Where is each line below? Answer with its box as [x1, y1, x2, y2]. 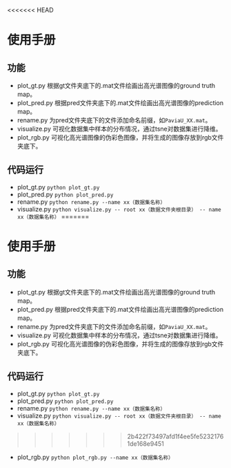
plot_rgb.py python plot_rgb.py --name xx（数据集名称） [17, 453, 174, 461]
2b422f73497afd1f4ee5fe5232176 [127, 432, 224, 440]
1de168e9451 [127, 439, 164, 448]
